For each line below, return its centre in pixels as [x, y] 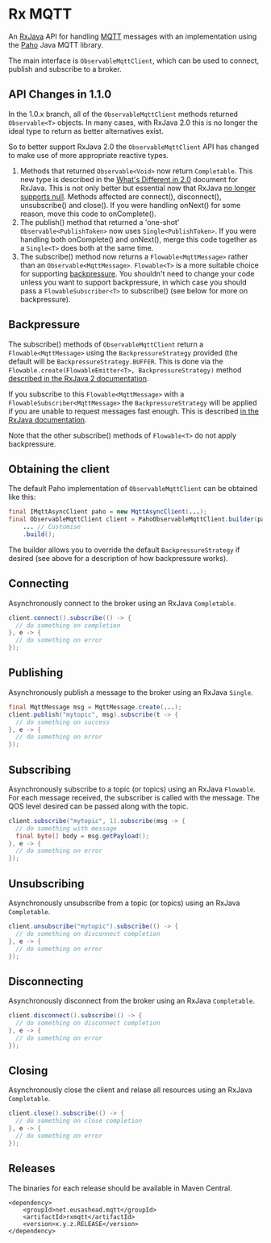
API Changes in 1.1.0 [60, 95]
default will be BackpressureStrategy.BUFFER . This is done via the [116, 361]
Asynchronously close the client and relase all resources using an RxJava [130, 1090]
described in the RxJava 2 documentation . [79, 378]
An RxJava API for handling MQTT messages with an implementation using [133, 36]
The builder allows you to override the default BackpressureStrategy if [124, 550]
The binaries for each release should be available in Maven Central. [120, 1188]
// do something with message [66, 828]
